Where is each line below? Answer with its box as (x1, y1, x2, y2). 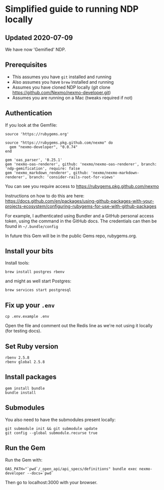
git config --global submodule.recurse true (5, 430, 98, 435)
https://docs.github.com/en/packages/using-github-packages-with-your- (5, 198, 154, 204)
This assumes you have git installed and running (12, 74, 111, 80)
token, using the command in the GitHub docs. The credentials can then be (5, 218, 157, 224)
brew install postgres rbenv (5, 270, 65, 275)
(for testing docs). (5, 328, 42, 334)
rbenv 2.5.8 (5, 355, 29, 360)
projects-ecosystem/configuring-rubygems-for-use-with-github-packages (5, 203, 157, 209)
